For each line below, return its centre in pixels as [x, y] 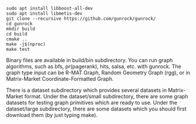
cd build [17, 34]
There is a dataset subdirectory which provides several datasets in [87, 90]
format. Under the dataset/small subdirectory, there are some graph [107, 96]
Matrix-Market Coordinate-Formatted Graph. [60, 79]
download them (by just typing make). [52, 115]
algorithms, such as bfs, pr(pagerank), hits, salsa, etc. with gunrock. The [94, 66]
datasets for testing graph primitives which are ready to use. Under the [92, 103]
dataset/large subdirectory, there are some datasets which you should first [96, 109]
